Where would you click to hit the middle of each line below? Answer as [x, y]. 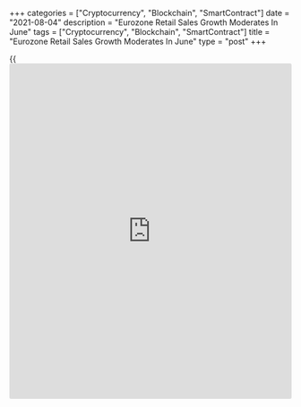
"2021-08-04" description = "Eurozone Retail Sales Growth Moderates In [144, 22]
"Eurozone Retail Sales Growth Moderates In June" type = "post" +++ [138, 41]
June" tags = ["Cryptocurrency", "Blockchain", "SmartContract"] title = [140, 32]
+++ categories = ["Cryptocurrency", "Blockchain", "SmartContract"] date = [150, 13]
